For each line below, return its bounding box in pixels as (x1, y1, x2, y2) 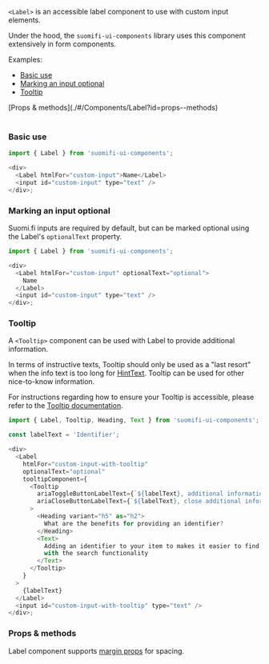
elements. (8, 15, 42, 25)
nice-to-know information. (8, 377, 95, 386)
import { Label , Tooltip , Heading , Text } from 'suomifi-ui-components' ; (8, 416, 260, 425)
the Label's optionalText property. (8, 232, 122, 242)
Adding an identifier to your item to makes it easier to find (43, 542, 260, 550)
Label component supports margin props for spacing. (8, 646, 185, 655)
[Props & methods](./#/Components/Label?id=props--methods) (8, 103, 219, 112)
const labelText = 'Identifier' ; (8, 431, 120, 439)
